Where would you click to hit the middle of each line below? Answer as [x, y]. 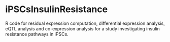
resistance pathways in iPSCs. [37, 34]
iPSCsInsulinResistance [57, 9]
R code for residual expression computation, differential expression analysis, [85, 23]
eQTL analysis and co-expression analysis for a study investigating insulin [82, 28]
